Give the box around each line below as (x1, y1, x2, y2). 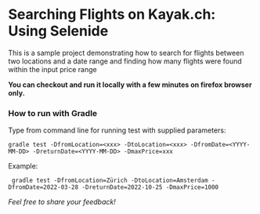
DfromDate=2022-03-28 (8, 183, 79, 191)
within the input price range (8, 64, 97, 74)
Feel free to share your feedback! (8, 198, 116, 207)
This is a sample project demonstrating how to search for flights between (8, 48, 244, 57)
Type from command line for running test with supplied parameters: (8, 125, 226, 135)
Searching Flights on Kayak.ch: (8, 5, 216, 24)
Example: (8, 161, 38, 171)
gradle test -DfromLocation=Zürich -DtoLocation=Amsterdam (11, 176, 209, 185)
